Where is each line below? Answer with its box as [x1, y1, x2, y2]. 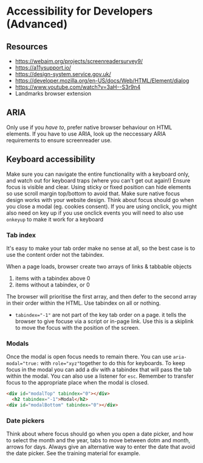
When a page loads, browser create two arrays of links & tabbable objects [6, 263, 192, 270]
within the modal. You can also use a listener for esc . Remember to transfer [6, 372, 194, 380]
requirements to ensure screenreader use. [6, 136, 112, 144]
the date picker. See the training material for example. [6, 450, 141, 457]
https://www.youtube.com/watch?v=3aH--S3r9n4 [15, 83, 141, 91]
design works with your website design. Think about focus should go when [6, 196, 194, 203]
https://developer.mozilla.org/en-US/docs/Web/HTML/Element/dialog [15, 77, 190, 84]
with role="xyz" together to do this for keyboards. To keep [40, 360, 185, 367]
